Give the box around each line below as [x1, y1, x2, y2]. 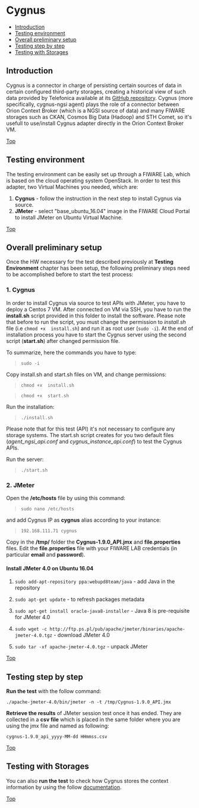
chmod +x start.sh [20, 392, 70, 399]
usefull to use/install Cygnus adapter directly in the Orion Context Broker [6, 120, 184, 127]
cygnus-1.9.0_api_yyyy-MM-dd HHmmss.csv [6, 734, 108, 740]
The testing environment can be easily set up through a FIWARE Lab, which [6, 170, 191, 177]
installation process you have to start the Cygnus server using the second [6, 331, 187, 338]
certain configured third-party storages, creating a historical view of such [6, 88, 186, 95]
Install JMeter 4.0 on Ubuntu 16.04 [6, 564, 94, 572]
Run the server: [6, 456, 44, 463]
